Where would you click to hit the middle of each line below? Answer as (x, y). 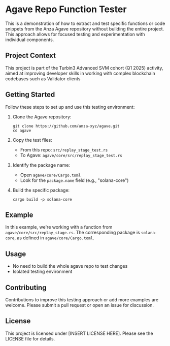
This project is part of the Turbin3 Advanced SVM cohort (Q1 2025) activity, (84, 68)
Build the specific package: (41, 190)
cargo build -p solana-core (42, 199)
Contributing (26, 287)
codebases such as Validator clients (43, 78)
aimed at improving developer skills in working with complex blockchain (80, 73)
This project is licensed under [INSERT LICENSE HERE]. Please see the (79, 333)
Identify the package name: (41, 165)
